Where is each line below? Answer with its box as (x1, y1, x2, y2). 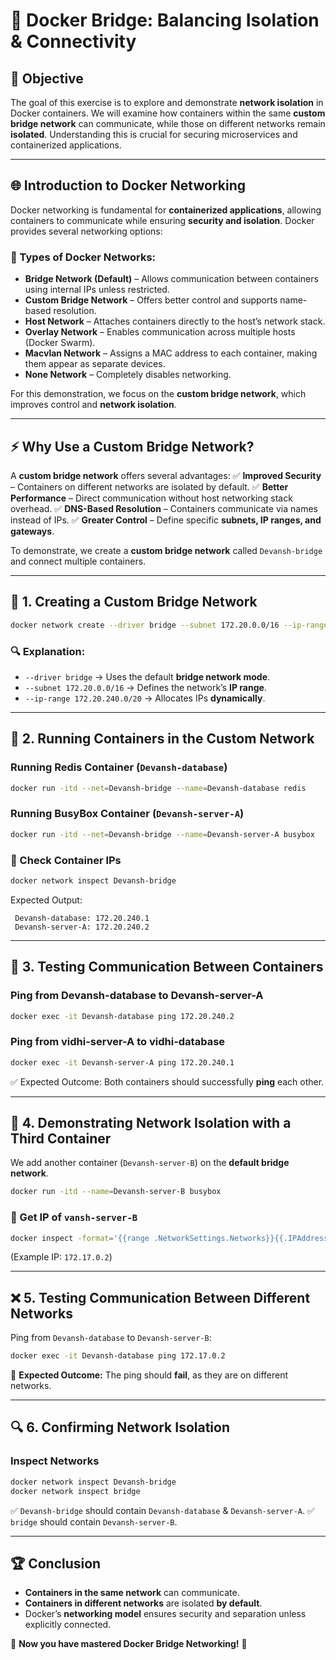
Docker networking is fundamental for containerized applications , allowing (10, 204, 322, 216)
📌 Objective (10, 70, 84, 87)
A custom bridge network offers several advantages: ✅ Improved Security (10, 469, 322, 481)
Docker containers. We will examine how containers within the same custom (10, 107, 326, 119)
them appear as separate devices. (24, 358, 166, 370)
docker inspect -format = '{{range (10, 1233, 150, 1243)
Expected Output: (10, 894, 83, 906)
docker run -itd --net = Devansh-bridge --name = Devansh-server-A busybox (10, 829, 315, 839)
